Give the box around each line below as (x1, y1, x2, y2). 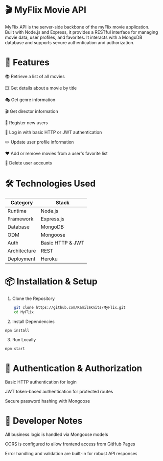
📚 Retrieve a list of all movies (5, 73, 65, 79)
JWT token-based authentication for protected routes (5, 389, 114, 395)
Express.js (41, 215, 65, 222)
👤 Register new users (5, 119, 48, 126)
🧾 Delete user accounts (5, 160, 52, 165)
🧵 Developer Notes (5, 415, 83, 427)
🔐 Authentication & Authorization (5, 363, 142, 374)
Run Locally (12, 337, 36, 343)
